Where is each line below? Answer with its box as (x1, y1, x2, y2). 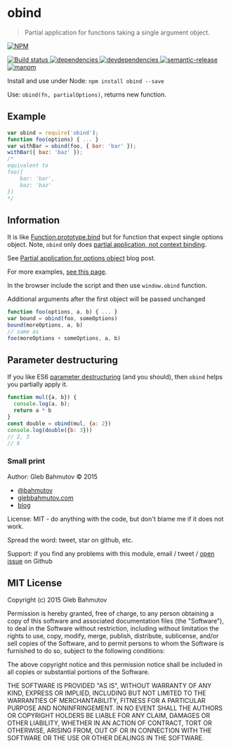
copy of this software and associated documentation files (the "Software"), (7, 617, 225, 626)
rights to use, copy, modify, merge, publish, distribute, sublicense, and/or (7, 632, 219, 640)
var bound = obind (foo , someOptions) (7, 315, 118, 322)
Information (7, 214, 60, 226)
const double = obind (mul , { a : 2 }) (7, 420, 112, 427)
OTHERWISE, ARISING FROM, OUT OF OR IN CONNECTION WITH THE (7, 726, 212, 735)
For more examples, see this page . (7, 267, 107, 276)
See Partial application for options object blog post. (7, 254, 156, 262)
